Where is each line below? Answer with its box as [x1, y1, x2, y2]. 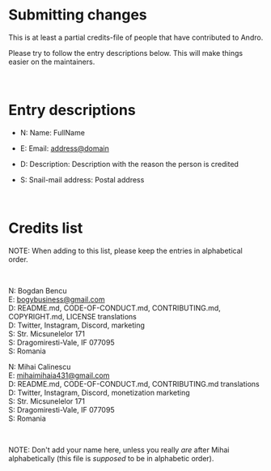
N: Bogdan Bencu [8, 285, 67, 295]
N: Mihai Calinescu [8, 362, 71, 371]
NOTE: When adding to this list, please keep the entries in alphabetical [8, 246, 243, 255]
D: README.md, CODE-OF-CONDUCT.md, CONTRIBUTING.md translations [8, 379, 260, 388]
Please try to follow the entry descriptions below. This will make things [8, 48, 243, 58]
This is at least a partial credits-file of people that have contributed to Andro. [8, 32, 264, 42]
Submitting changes [8, 6, 147, 24]
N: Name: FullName [19, 127, 85, 137]
